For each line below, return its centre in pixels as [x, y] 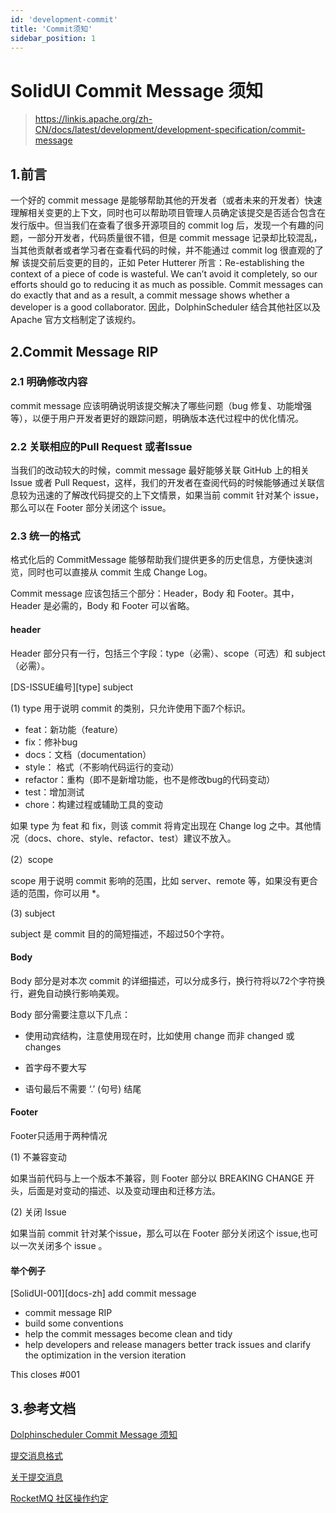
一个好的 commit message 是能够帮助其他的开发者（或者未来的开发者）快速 [166, 200]
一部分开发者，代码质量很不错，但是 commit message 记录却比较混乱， [175, 238]
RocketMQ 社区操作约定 [59, 1498]
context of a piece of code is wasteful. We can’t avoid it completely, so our [164, 274]
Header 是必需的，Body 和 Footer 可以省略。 [102, 606]
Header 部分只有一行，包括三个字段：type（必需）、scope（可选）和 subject [168, 653]
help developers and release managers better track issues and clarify [168, 1345]
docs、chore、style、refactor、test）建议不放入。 [132, 838]
